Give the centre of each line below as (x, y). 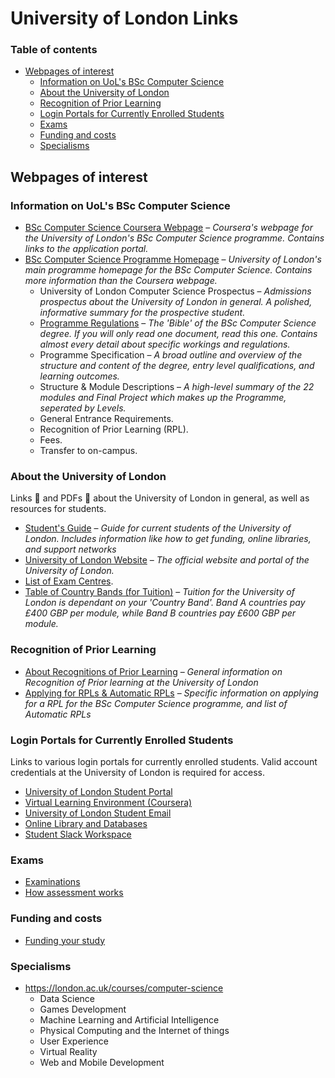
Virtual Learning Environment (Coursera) (108, 803)
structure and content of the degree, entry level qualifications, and (177, 366)
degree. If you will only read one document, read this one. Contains (178, 334)
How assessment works (74, 893)
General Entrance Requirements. (106, 419)
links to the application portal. (86, 249)
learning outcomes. (79, 376)
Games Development (83, 1009)
